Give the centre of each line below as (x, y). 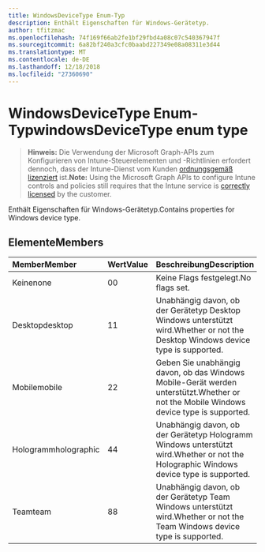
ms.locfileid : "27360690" (50, 74)
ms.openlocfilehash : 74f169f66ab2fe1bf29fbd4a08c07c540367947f (114, 38)
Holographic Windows (197, 464)
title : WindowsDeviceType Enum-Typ (67, 15)
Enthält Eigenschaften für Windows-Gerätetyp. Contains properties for (121, 209)
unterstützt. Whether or (198, 392)
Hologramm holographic (56, 449)
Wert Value (128, 265)
